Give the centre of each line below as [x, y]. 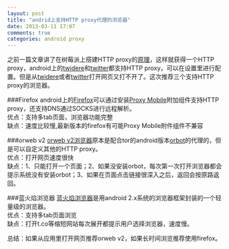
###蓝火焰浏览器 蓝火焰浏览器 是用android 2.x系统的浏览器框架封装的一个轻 [114, 198]
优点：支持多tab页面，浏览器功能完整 [60, 117]
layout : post [26, 13]
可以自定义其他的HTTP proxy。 [57, 149]
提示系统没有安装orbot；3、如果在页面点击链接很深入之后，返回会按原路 [110, 175]
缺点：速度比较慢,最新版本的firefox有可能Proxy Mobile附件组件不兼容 [105, 126]
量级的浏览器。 [28, 206]
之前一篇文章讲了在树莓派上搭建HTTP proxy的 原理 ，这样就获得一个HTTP [111, 60]
